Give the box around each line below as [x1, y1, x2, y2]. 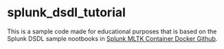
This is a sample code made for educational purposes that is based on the [7, 27, 217, 35]
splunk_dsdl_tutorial [7, 5, 126, 20]
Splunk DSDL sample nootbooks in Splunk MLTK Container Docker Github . [7, 34, 218, 42]
